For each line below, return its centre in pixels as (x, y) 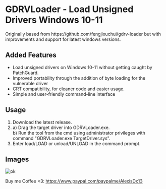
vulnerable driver (30, 83)
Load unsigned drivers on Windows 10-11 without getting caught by (82, 67)
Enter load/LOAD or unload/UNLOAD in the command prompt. (76, 143)
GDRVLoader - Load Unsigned (69, 9)
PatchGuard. (25, 73)
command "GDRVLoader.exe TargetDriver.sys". (61, 138)
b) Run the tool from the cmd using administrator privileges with (79, 133)
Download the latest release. (42, 122)
